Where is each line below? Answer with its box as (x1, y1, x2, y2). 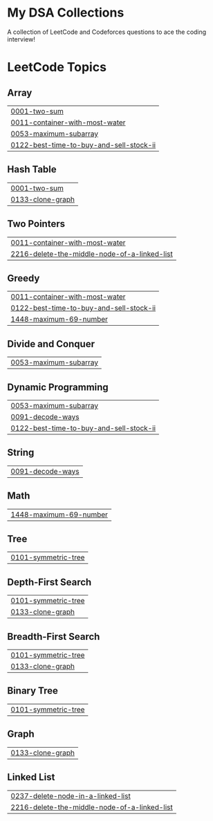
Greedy (7, 272, 40, 284)
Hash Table (7, 164, 57, 176)
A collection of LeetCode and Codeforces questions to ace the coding (7, 28, 207, 36)
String (7, 447, 35, 459)
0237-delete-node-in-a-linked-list (10, 791, 131, 800)
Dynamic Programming (7, 381, 109, 393)
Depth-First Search (7, 576, 92, 588)
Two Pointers (7, 218, 66, 230)
